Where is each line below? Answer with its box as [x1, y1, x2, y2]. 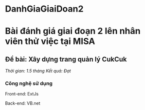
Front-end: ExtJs [5, 91, 39, 97]
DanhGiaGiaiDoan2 [5, 3, 84, 15]
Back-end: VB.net [5, 100, 40, 106]
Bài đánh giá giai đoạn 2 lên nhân [5, 26, 141, 37]
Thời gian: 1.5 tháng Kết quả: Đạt [5, 68, 72, 74]
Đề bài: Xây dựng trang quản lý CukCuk [5, 55, 127, 63]
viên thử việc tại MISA [5, 36, 95, 47]
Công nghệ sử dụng [5, 80, 53, 87]
